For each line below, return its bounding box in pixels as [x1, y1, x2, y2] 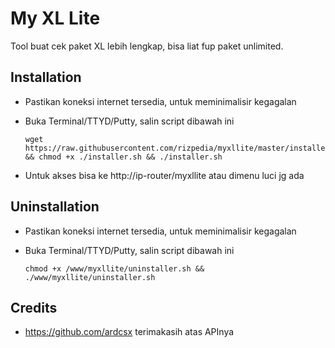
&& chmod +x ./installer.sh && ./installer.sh [24, 152, 223, 162]
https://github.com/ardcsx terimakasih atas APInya [24, 326, 235, 338]
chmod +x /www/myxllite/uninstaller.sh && [24, 263, 205, 274]
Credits [10, 299, 58, 316]
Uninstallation [10, 198, 100, 216]
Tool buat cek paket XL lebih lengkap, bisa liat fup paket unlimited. [10, 40, 284, 52]
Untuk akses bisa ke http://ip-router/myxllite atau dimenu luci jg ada [24, 169, 305, 181]
